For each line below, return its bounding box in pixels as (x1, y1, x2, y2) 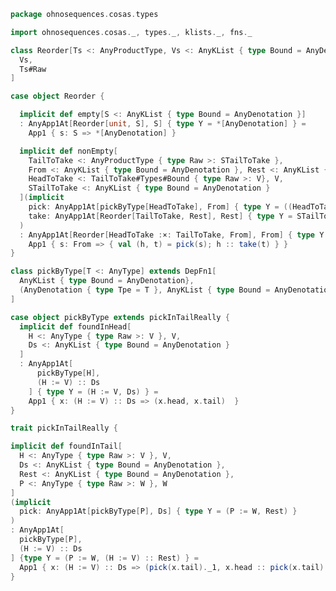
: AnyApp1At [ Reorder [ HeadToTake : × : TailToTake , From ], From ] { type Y (19, 230, 325, 240)
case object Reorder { (10, 91, 105, 102)
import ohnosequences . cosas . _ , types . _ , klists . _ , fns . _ (10, 27, 253, 37)
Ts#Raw (19, 64, 47, 74)
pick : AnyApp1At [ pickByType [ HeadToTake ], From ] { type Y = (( (28, 202, 293, 212)
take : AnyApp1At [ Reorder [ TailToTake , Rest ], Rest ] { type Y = (28, 211, 293, 221)
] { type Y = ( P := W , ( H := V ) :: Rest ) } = (10, 553, 199, 563)
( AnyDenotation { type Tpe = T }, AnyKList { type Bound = (19, 285, 271, 295)
